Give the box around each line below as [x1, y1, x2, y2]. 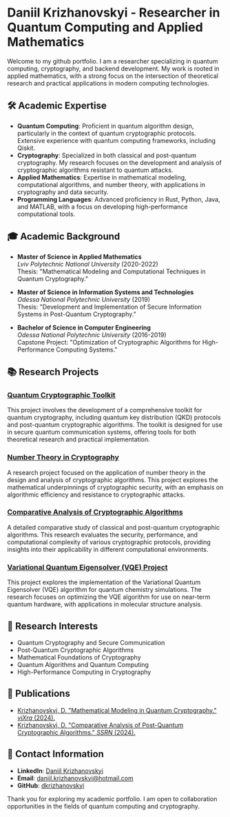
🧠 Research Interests [7, 620, 98, 632]
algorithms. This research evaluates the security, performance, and [7, 530, 198, 539]
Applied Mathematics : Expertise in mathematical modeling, [17, 173, 187, 181]
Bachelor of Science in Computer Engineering [17, 323, 151, 331]
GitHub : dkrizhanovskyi [17, 781, 85, 789]
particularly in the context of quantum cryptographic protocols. [17, 129, 196, 137]
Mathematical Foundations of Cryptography [17, 653, 141, 661]
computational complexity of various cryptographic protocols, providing [7, 537, 211, 546]
